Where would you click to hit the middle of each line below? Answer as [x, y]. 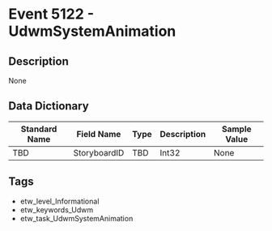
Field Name [99, 134]
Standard [39, 129]
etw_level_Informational [59, 201]
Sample [237, 129]
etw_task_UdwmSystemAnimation [76, 218]
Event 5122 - [51, 14]
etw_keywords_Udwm [57, 210]
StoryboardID [99, 152]
